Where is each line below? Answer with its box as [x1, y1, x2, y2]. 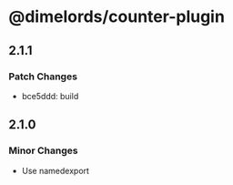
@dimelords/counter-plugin [8, 6, 225, 27]
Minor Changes [8, 144, 78, 157]
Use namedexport [21, 165, 90, 176]
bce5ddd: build [21, 90, 79, 101]
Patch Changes [8, 70, 78, 83]
